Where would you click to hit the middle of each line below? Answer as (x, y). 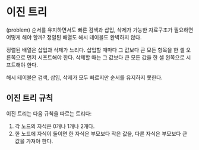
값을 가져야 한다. (34, 141)
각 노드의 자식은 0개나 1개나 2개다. (55, 126)
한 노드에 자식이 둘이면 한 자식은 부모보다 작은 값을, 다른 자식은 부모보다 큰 (101, 133)
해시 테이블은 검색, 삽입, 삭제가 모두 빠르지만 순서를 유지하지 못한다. (85, 77)
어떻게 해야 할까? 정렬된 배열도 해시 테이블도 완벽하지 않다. (74, 37)
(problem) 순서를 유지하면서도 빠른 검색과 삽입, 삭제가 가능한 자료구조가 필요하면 (100, 30)
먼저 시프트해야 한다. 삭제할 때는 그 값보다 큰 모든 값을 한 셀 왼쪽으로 (106, 57)
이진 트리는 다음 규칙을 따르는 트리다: (49, 113)
